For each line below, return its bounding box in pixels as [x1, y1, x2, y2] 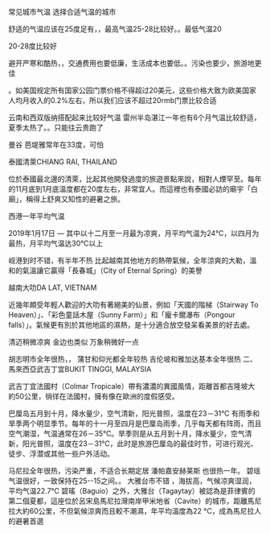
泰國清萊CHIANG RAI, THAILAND [8, 157, 118, 167]
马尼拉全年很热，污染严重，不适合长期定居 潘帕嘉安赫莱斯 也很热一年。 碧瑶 [8, 466, 261, 475]
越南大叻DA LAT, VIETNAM [8, 283, 97, 292]
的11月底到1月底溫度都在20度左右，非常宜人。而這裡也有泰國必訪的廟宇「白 [8, 184, 259, 193]
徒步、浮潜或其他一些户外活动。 [8, 449, 114, 458]
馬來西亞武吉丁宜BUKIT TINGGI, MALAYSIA [8, 365, 152, 374]
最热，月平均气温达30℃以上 [8, 238, 103, 248]
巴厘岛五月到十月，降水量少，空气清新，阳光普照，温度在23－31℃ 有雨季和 [8, 409, 260, 418]
